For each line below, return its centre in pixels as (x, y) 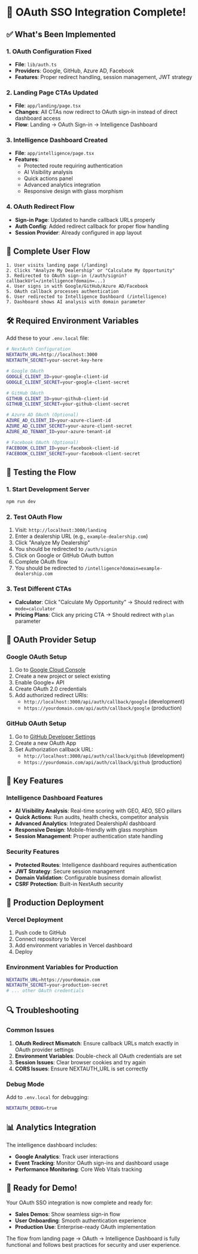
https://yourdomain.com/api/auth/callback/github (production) (103, 762)
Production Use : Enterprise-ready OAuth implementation (85, 1226)
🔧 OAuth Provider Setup (51, 640)
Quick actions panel (48, 178)
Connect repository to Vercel (51, 939)
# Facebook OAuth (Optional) (42, 442)
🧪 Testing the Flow (41, 472)
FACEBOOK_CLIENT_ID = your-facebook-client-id (63, 448)
